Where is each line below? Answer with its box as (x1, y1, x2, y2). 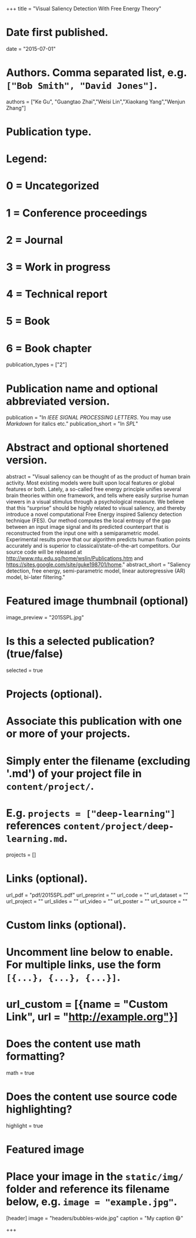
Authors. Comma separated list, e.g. (6, 66, 187, 79)
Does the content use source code (6, 1090, 178, 1104)
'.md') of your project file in (6, 767, 142, 780)
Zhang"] (6, 104, 26, 111)
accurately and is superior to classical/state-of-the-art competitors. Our (6, 542, 181, 549)
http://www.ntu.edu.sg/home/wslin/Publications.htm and (6, 555, 144, 562)
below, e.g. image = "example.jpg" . (6, 1195, 178, 1208)
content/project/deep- (62, 820, 174, 832)
